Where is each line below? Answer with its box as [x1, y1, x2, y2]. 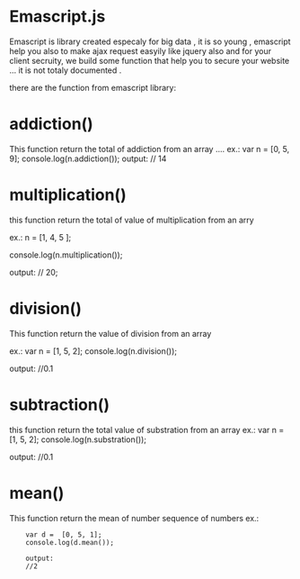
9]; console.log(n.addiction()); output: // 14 [9, 153, 167, 164]
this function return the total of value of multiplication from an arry [9, 214, 254, 225]
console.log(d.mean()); [25, 538, 115, 547]
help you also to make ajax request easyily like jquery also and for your [9, 45, 272, 56]
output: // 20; [9, 267, 58, 277]
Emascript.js [9, 6, 106, 27]
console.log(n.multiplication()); [9, 249, 123, 260]
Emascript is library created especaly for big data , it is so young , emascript [9, 36, 291, 47]
